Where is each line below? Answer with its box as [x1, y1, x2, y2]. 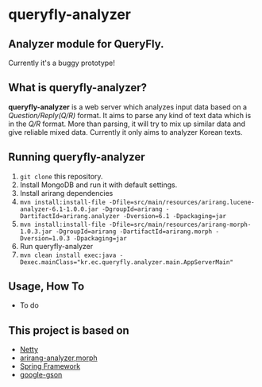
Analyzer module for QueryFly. [8, 37, 164, 51]
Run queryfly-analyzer [19, 241, 94, 251]
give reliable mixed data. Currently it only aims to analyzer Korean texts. [8, 127, 243, 136]
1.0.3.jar [19, 228, 53, 236]
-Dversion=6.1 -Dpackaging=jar [122, 212, 227, 220]
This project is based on [8, 324, 129, 337]
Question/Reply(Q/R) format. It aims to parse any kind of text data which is [8, 110, 252, 120]
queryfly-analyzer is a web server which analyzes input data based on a [8, 102, 248, 112]
